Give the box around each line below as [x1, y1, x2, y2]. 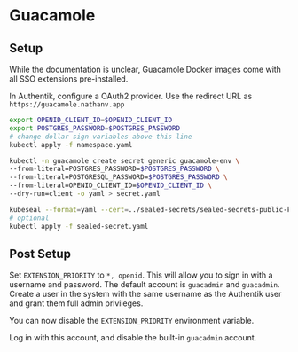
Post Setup [9, 246, 71, 262]
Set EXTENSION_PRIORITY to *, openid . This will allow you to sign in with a [9, 270, 273, 280]
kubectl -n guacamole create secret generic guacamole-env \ [9, 156, 240, 165]
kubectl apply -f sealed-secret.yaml [9, 222, 149, 231]
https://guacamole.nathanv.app [9, 100, 125, 109]
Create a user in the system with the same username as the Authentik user [9, 289, 282, 300]
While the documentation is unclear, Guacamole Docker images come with [9, 64, 282, 74]
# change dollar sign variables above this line [9, 132, 192, 141]
